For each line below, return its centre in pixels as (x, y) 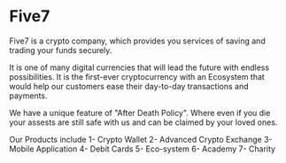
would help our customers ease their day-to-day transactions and (129, 86)
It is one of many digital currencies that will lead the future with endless (139, 67)
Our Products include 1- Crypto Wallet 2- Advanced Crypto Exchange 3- (141, 139)
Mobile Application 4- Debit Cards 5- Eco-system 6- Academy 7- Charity (143, 149)
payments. (28, 96)
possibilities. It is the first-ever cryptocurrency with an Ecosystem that (137, 76)
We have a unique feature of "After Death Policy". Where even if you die (140, 113)
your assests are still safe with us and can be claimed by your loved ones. (143, 122)
